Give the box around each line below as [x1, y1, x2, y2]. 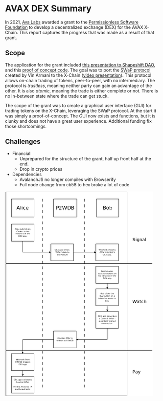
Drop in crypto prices [19, 166, 63, 172]
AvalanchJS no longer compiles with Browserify [19, 177, 116, 182]
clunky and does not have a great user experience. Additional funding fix [5, 118, 152, 124]
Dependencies [12, 171, 42, 177]
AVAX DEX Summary [5, 3, 92, 14]
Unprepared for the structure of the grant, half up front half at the [19, 156, 152, 161]
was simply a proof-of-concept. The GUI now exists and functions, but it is [5, 113, 156, 119]
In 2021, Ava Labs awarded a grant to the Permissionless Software [5, 19, 139, 25]
